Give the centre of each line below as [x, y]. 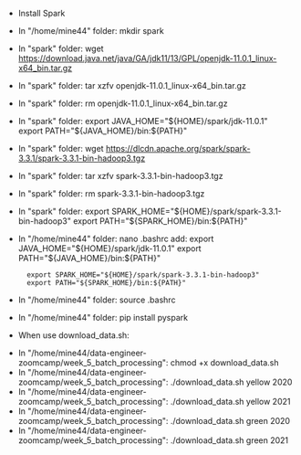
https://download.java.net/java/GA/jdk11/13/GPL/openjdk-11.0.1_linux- [147, 58]
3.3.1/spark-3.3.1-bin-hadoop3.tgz [82, 158]
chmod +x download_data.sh [225, 363]
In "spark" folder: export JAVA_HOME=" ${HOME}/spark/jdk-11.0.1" [143, 121]
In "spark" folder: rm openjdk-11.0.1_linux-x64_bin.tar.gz [123, 103]
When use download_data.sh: [73, 335]
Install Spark [42, 13]
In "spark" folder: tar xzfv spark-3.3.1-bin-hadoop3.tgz [120, 176]
